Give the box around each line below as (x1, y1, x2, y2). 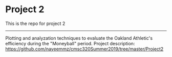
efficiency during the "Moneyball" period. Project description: (5, 40, 135, 46)
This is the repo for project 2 (5, 20, 66, 26)
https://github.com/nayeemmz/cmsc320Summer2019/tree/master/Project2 (5, 46, 164, 52)
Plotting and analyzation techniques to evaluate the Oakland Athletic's (5, 35, 153, 41)
